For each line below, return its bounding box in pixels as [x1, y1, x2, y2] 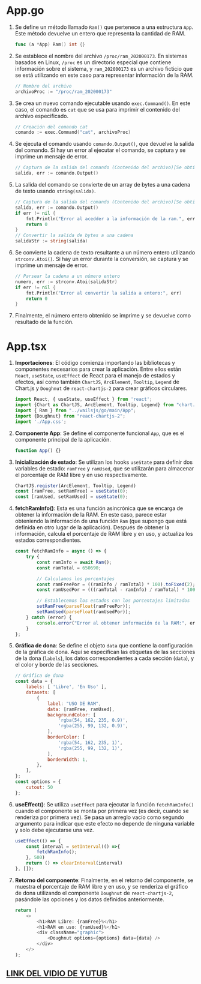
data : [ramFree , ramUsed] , [47, 706, 115, 712]
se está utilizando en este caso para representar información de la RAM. [14, 71, 194, 79]
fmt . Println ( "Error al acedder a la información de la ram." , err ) [26, 215, 198, 222]
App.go [6, 4, 44, 17]
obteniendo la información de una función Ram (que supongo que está [14, 517, 187, 525]
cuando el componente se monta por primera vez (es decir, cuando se [14, 807, 189, 814]
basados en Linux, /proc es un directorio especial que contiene [14, 58, 172, 66]
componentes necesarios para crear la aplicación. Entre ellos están [14, 365, 182, 373]
